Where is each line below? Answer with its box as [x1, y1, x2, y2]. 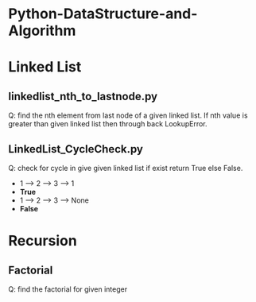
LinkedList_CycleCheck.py [8, 142, 143, 156]
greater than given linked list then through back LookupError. [8, 119, 208, 129]
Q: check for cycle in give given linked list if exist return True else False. [8, 164, 243, 172]
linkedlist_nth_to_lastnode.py [8, 89, 157, 103]
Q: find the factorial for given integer [8, 285, 128, 294]
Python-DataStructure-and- [8, 5, 198, 23]
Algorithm [8, 21, 76, 40]
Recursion [8, 232, 77, 250]
